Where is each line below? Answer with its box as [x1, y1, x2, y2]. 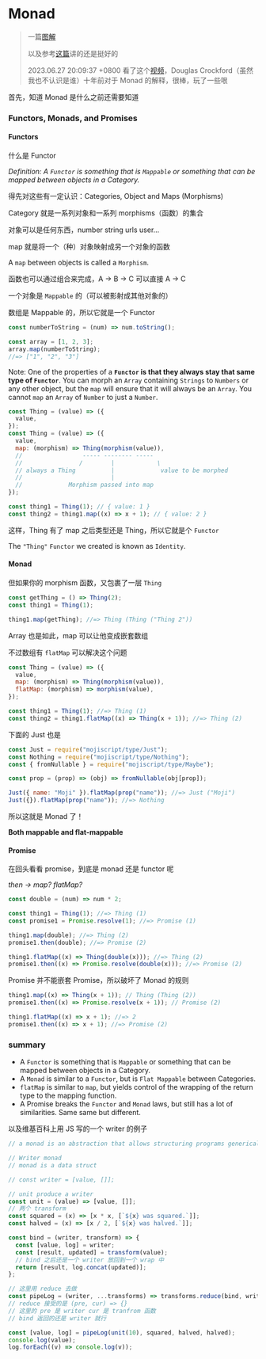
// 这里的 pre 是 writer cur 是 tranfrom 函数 [8, 1307, 156, 1315]
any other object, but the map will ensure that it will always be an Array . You [8, 383, 252, 393]
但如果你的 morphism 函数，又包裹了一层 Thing [8, 578, 162, 588]
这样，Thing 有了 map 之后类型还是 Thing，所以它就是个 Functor [8, 525, 219, 535]
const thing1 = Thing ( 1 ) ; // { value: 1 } [8, 503, 150, 511]
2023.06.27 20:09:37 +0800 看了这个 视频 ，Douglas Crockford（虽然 [27, 65, 254, 75]
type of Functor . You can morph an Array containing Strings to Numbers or [8, 375, 249, 385]
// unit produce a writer [8, 1190, 93, 1198]
